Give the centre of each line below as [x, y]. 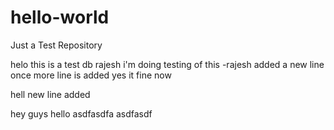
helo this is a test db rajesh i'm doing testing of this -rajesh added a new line [167, 64]
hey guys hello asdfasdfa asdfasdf [81, 113]
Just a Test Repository [56, 45]
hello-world [60, 17]
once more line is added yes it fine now [91, 75]
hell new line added [50, 94]
